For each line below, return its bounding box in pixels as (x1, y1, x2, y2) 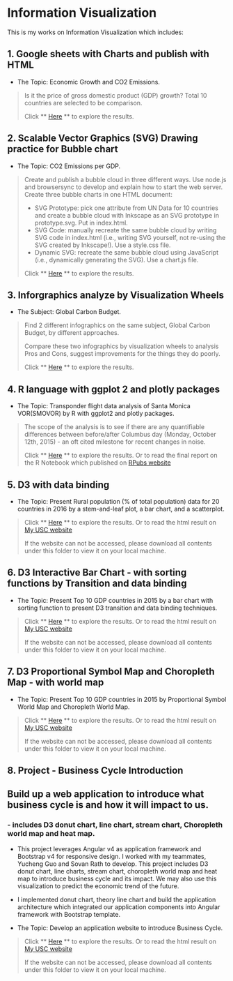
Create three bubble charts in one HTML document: (24, 190, 172, 198)
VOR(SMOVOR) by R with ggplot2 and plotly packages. (17, 410, 175, 418)
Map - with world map (7, 677, 104, 689)
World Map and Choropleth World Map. (17, 703, 130, 711)
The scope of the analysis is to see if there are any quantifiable (24, 423, 205, 431)
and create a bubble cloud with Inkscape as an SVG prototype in (34, 211, 219, 219)
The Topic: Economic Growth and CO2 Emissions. (17, 77, 160, 86)
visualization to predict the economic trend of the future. (17, 881, 179, 890)
